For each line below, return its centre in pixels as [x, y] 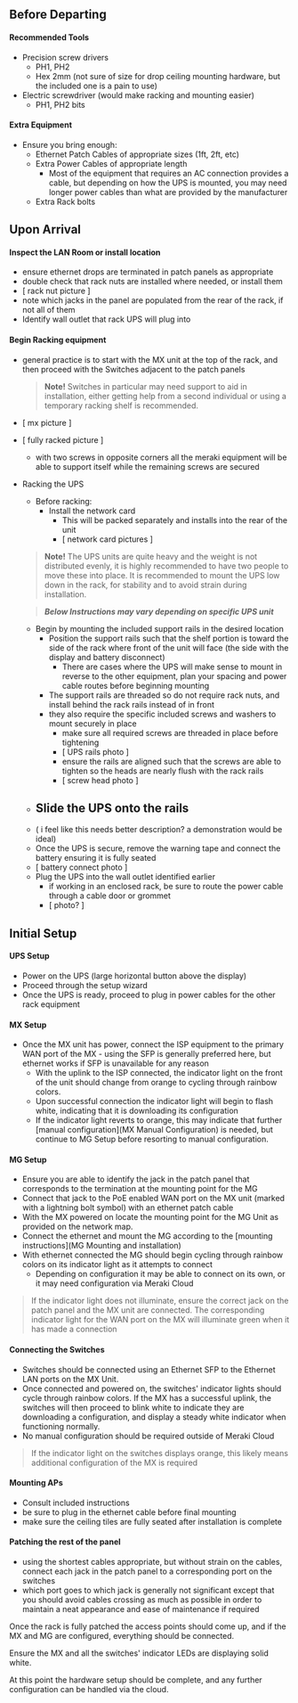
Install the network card [92, 511]
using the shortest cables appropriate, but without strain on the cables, [152, 1562]
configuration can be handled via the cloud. [89, 1690]
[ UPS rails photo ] [95, 751]
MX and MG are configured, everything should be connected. [122, 1636]
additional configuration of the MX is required [114, 1462]
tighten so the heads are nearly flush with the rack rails [163, 771]
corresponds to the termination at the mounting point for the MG [140, 1189]
